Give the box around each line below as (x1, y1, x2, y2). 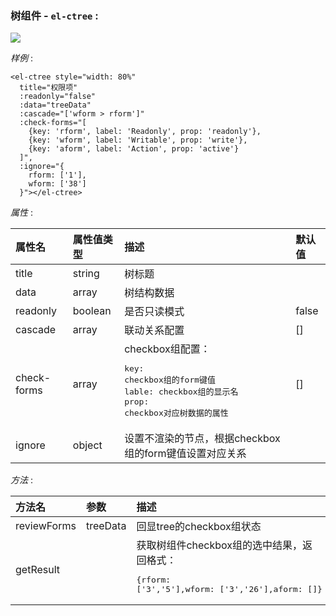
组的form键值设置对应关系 (124, 447, 247, 461)
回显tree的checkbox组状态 (136, 520, 262, 534)
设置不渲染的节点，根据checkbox (124, 432, 281, 446)
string (72, 267, 100, 281)
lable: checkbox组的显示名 (124, 387, 239, 397)
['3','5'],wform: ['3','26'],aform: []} (136, 584, 323, 595)
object (72, 438, 103, 452)
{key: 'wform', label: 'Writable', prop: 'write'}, (28, 135, 248, 146)
